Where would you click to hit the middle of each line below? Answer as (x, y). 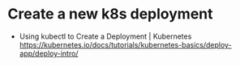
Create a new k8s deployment (110, 14)
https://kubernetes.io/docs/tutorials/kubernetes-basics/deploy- (125, 44)
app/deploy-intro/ (49, 53)
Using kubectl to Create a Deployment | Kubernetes (105, 36)
